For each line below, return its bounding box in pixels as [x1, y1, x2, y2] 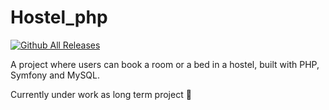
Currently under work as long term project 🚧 [10, 88, 192, 100]
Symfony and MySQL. [10, 69, 101, 81]
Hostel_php [10, 6, 108, 29]
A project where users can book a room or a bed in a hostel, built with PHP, [10, 58, 320, 70]
